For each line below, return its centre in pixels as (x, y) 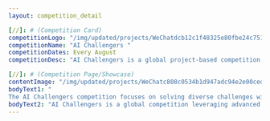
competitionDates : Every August (62, 53)
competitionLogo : (37, 38)
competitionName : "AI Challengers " (70, 45)
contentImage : (32, 82)
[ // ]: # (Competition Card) (55, 30)
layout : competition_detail (55, 16)
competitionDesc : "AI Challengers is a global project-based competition (135, 60)
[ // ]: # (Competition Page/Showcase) (72, 75)
